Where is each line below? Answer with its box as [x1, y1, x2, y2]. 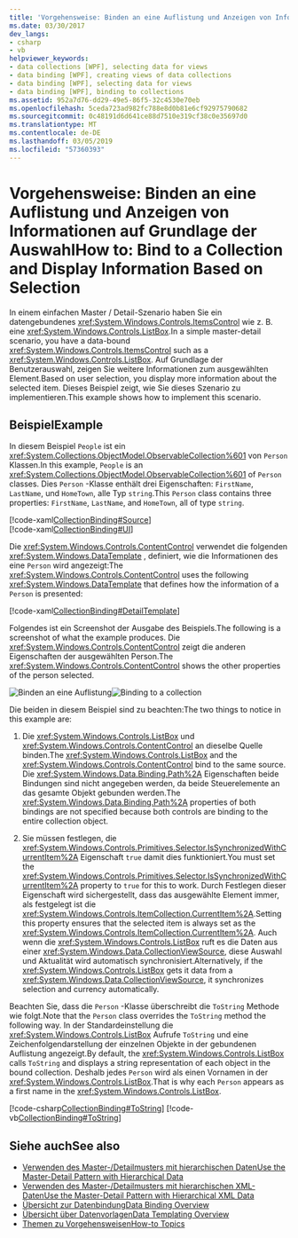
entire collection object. [21, 816, 109, 826]
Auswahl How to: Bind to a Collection [9, 240, 284, 260]
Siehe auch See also [9, 1138, 121, 1154]
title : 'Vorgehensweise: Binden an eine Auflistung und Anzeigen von [9, 12, 272, 22]
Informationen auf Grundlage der [9, 221, 257, 241]
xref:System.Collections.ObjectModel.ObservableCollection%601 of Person [9, 469, 282, 480]
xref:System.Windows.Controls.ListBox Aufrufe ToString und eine [9, 1029, 249, 1040]
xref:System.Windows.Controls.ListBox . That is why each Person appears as [9, 1076, 285, 1087]
